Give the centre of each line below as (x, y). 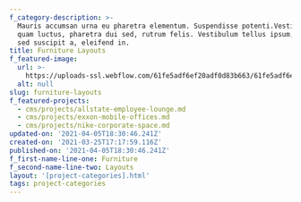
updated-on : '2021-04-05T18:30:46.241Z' (86, 134)
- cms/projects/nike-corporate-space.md (94, 126)
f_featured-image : (43, 59)
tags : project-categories (57, 184)
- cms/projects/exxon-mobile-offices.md (94, 117)
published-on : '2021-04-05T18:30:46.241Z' (90, 150)
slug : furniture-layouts (56, 92)
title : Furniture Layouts (57, 51)
